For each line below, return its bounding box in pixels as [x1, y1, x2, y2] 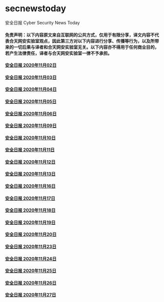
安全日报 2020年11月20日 [5, 232, 57, 237]
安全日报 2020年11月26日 [5, 280, 57, 286]
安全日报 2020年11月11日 [5, 147, 55, 153]
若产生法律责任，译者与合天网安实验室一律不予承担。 [5, 50, 112, 56]
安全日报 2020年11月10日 [5, 135, 56, 141]
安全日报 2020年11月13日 [5, 171, 56, 177]
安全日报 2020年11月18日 [5, 207, 56, 213]
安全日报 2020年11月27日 [5, 292, 56, 298]
